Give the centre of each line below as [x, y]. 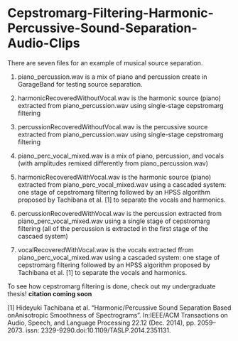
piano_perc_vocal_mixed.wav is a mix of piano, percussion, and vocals [121, 156]
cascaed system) [43, 236]
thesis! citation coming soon [50, 293]
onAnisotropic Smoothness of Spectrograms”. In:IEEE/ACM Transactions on [118, 315]
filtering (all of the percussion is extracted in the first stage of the [113, 228]
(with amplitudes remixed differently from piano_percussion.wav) [113, 163]
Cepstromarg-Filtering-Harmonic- [111, 13]
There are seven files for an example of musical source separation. [105, 63]
